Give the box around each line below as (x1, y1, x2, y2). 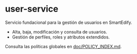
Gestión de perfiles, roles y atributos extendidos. (12, 34, 110, 40)
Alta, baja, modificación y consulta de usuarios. (12, 29, 107, 35)
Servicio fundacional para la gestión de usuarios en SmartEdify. (5, 19, 132, 25)
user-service (5, 3, 58, 15)
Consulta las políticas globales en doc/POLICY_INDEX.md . (5, 43, 122, 49)
